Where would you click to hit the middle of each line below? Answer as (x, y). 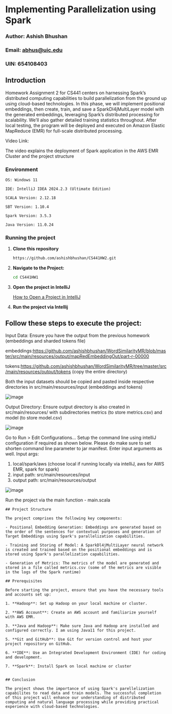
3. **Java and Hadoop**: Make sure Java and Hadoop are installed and (82, 626)
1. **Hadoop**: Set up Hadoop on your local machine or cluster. (76, 603)
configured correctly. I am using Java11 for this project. (71, 630)
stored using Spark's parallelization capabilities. (63, 554)
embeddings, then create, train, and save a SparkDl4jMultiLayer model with (85, 109)
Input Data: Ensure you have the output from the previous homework (78, 335)
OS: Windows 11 (21, 180)
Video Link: (17, 141)
